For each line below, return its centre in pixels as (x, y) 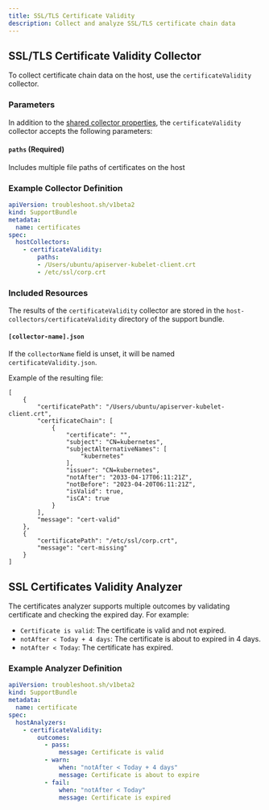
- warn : (57, 760)
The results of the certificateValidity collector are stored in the (117, 310)
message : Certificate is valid (111, 753)
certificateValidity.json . (53, 363)
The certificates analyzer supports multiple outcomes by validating (119, 606)
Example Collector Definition (66, 188)
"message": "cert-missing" (83, 548)
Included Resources (48, 293)
